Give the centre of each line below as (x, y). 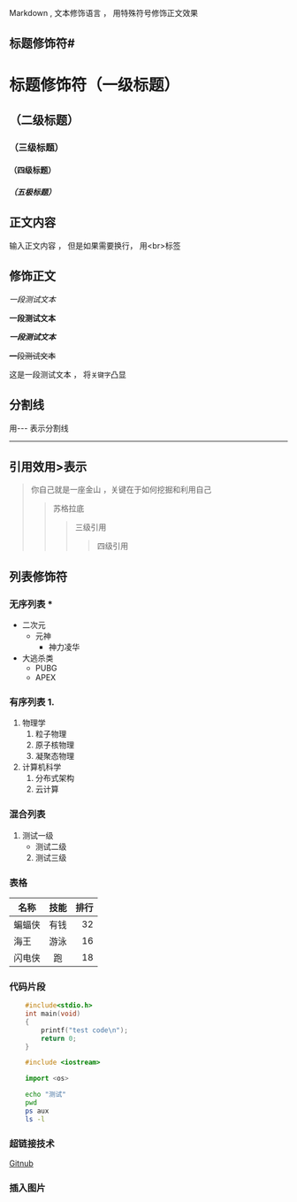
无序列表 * (31, 604)
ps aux (37, 1111)
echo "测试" (46, 1095)
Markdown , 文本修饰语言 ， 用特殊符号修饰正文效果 (104, 13)
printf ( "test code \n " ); (84, 1030)
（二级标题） (44, 120)
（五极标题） (32, 192)
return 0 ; (59, 1038)
